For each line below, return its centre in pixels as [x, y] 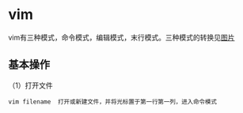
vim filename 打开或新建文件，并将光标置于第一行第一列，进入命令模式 [113, 102]
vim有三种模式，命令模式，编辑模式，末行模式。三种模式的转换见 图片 [121, 37]
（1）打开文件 [30, 85]
